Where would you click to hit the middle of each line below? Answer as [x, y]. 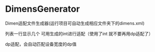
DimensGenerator [43, 9]
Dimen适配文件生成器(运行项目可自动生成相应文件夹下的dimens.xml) [75, 23]
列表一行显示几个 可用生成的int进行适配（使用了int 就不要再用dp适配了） [79, 33]
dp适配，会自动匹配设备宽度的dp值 [41, 44]
